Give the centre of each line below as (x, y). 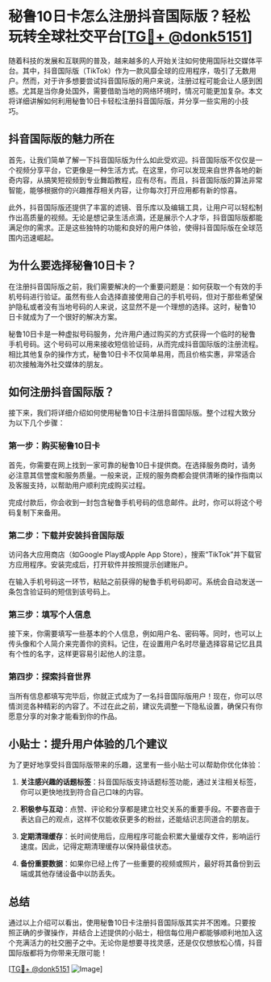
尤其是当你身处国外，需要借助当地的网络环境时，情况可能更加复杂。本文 (142, 90)
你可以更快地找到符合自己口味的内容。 (83, 792)
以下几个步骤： (40, 423)
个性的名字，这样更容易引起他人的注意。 (82, 654)
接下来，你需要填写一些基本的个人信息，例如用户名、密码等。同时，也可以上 (135, 633)
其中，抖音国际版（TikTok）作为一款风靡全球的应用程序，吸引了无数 (136, 70)
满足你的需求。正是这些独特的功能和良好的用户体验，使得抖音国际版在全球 (132, 228)
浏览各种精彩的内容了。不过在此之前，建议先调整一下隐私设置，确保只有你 (139, 706)
